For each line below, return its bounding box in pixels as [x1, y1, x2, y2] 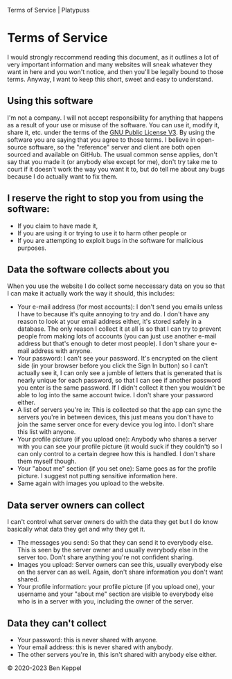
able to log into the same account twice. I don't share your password [17, 391, 213, 399]
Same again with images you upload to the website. [17, 479, 165, 487]
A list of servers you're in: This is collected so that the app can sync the [17, 406, 222, 414]
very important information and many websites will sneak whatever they [7, 60, 213, 69]
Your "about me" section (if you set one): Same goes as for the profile [17, 464, 217, 473]
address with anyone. [30, 347, 92, 355]
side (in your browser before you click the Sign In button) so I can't [17, 361, 208, 370]
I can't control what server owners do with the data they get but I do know [7, 518, 219, 526]
